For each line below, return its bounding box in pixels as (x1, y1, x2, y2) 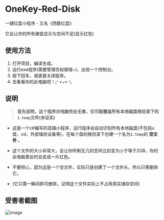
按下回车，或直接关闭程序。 (12, 73, 69, 78)
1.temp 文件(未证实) (17, 114, 55, 121)
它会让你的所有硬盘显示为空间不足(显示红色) (5, 30, 94, 36)
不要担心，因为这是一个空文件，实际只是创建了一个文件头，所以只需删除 (12, 164, 158, 170)
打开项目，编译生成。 (12, 60, 55, 66)
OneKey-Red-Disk (5, 3, 80, 15)
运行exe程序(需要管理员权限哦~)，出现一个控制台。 (12, 66, 116, 72)
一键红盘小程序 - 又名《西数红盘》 (5, 20, 74, 26)
